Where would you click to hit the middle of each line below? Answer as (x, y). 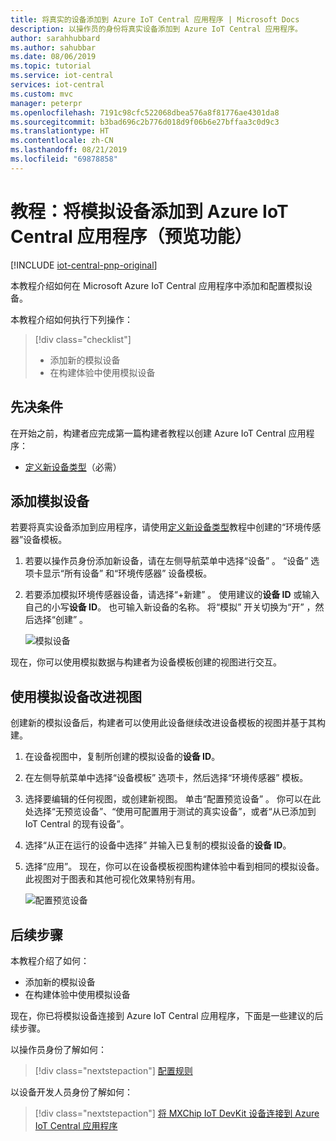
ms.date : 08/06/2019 (53, 57)
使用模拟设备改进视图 (76, 696)
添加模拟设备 (50, 501)
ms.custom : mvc (42, 94)
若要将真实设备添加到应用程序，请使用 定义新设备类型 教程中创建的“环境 (157, 527)
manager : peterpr (46, 103)
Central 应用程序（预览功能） (131, 236)
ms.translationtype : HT (60, 131)
